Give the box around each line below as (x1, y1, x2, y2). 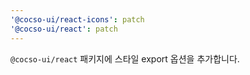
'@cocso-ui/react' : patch (10, 24, 118, 34)
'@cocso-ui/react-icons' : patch (10, 14, 145, 25)
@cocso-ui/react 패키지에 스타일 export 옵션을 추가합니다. (10, 52, 240, 65)
